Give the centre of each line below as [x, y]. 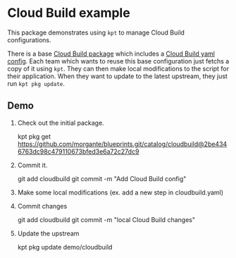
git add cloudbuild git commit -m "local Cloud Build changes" [106, 219]
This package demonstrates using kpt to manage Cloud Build [96, 32]
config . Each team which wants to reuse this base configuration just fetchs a [118, 61]
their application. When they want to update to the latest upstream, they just [117, 76]
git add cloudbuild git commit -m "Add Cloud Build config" [102, 178]
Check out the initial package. [61, 123]
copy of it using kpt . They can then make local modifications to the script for [118, 68]
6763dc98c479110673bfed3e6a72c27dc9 [78, 151]
